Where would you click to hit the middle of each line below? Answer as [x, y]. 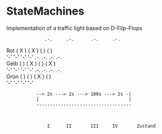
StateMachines [46, 11]
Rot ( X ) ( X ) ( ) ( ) [29, 51]
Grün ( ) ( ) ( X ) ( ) [29, 76]
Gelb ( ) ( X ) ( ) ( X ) [31, 63]
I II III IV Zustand [101, 126]
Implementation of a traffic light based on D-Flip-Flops [74, 28]
